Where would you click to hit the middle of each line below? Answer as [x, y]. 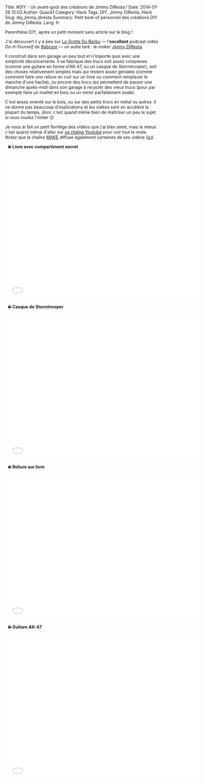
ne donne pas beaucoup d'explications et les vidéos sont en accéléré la [77, 107]
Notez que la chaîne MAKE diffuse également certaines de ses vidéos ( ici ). [80, 137]
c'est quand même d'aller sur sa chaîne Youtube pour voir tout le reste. [76, 132]
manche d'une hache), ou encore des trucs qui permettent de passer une [79, 82]
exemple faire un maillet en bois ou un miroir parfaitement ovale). [70, 92]
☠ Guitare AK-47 [25, 627]
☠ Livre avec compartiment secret [43, 147]
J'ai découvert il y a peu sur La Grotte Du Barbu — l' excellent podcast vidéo [82, 41]
